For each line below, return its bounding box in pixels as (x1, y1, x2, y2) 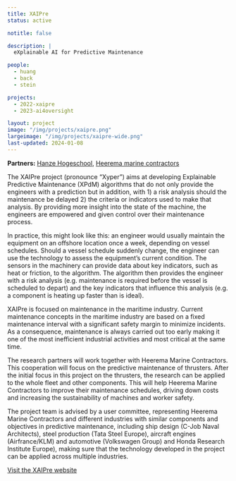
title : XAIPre (7, 10, 49, 18)
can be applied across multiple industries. (7, 452, 129, 461)
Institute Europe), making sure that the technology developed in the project (7, 444, 225, 453)
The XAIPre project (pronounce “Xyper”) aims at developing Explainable (7, 172, 216, 181)
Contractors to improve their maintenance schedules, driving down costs (7, 386, 219, 394)
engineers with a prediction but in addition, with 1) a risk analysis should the (7, 188, 228, 196)
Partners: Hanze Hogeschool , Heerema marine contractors (7, 159, 180, 167)
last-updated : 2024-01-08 (7, 140, 83, 147)
